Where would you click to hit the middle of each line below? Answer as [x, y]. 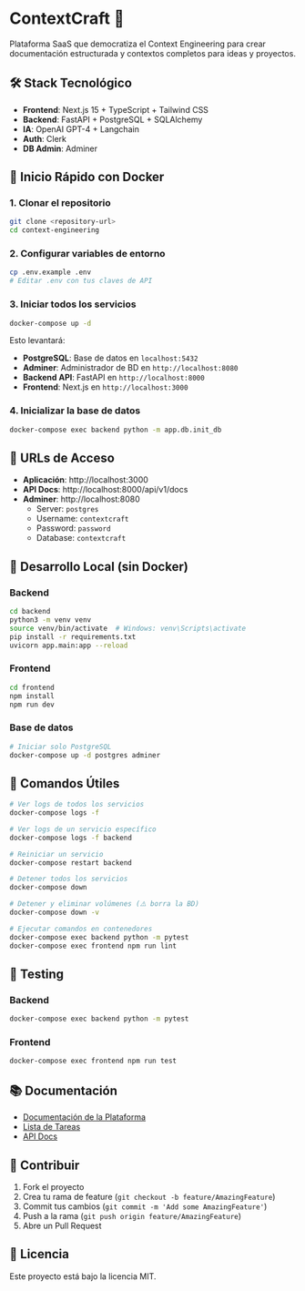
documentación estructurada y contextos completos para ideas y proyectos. [152, 53]
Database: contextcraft [81, 538]
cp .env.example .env [51, 272]
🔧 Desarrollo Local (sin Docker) [99, 567]
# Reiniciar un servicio [56, 854]
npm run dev [32, 705]
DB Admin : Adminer [60, 148]
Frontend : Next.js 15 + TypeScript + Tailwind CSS [116, 109]
